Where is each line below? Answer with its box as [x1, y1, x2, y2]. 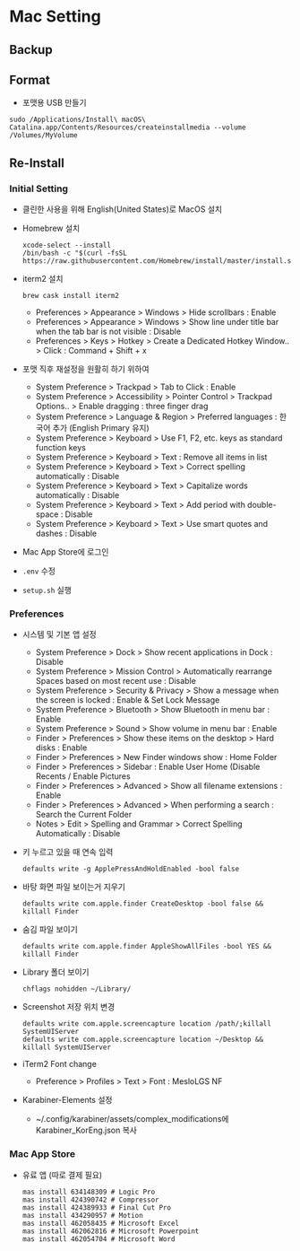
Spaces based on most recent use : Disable [35, 676, 197, 687]
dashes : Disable [35, 528, 98, 539]
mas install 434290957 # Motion [21, 1211, 143, 1220]
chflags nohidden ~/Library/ [21, 984, 132, 993]
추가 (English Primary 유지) [52, 423, 150, 433]
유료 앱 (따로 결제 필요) [21, 1169, 103, 1180]
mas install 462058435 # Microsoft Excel [21, 1219, 179, 1228]
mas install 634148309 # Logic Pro [21, 1187, 156, 1196]
